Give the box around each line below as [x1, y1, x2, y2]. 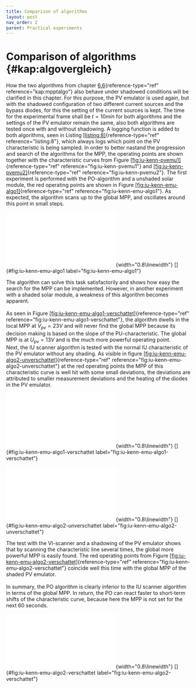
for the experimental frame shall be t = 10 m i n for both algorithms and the [6, 113, 182, 120]
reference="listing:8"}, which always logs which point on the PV [6, 138, 160, 145]
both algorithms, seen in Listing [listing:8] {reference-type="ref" [6, 132, 160, 139]
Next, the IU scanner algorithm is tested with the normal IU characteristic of [6, 344, 188, 351]
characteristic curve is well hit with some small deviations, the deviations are [6, 368, 191, 375]
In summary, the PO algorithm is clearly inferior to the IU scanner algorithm [6, 583, 187, 590]
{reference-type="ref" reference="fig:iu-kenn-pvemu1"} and [6, 163, 152, 170]
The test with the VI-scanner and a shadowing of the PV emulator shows [6, 539, 181, 546]
